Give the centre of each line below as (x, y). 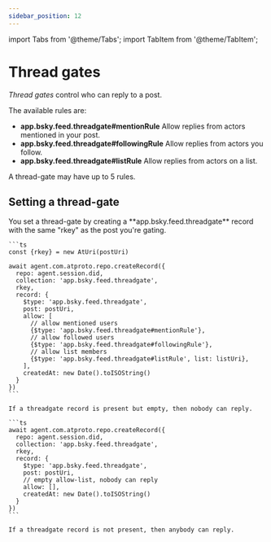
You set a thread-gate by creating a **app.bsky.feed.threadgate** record (131, 221)
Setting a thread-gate (64, 201)
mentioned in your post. (60, 134)
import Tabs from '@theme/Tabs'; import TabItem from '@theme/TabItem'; (133, 39)
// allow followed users (72, 338)
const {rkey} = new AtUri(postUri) (69, 252)
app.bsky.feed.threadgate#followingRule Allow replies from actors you (142, 143)
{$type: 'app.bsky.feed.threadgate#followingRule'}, (121, 345)
